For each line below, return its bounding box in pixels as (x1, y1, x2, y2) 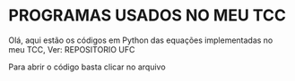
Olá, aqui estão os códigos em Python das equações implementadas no (8, 35, 273, 45)
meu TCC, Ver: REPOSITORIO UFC (8, 44, 135, 54)
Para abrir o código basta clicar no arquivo (8, 61, 167, 72)
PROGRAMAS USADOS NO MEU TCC (8, 5, 287, 26)
